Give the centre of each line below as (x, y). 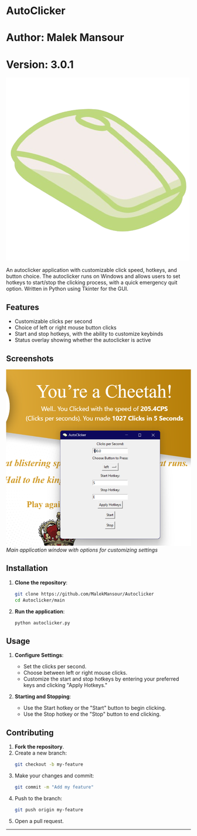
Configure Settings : (39, 655)
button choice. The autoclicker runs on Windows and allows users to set (93, 276)
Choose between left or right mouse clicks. (75, 673)
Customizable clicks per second (53, 321)
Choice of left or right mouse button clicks (66, 328)
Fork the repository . (39, 747)
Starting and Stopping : (43, 696)
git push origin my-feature (49, 810)
